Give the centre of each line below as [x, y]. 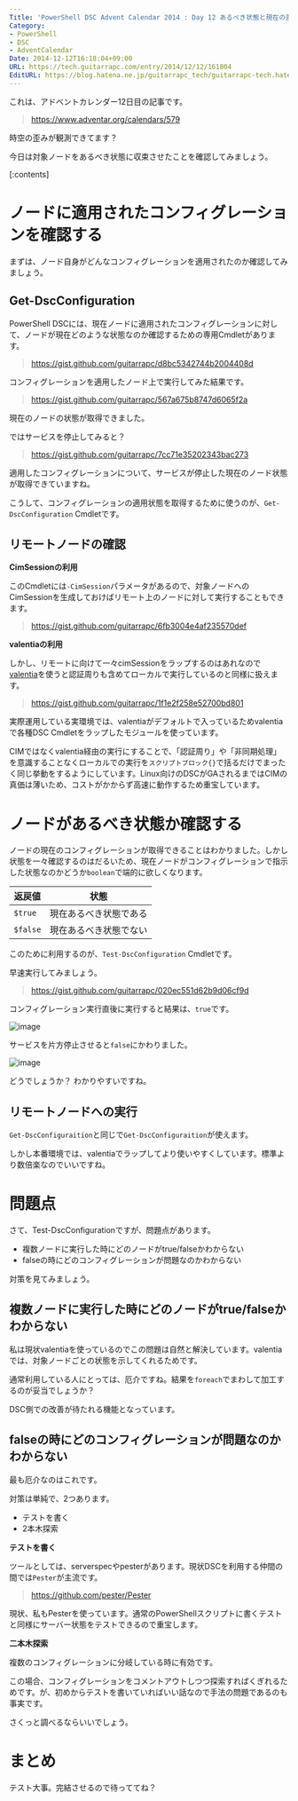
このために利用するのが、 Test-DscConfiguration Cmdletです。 [123, 954]
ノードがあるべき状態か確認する [126, 824]
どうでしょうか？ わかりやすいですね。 [80, 1081]
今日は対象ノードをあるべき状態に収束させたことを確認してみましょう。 [141, 156]
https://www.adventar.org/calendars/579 [105, 119]
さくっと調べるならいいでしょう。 [71, 1722]
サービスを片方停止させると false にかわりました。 [101, 1045]
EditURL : [25, 75]
